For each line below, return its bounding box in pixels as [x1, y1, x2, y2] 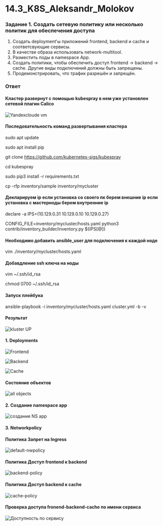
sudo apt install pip [5, 144, 44, 150]
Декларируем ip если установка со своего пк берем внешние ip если [5, 194, 158, 200]
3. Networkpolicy [5, 425, 42, 431]
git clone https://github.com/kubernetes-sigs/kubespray [5, 154, 121, 160]
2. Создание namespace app [5, 402, 67, 408]
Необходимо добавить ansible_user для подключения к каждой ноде [5, 237, 158, 243]
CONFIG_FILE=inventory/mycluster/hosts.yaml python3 [5, 221, 119, 227]
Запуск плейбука [5, 293, 43, 299]
